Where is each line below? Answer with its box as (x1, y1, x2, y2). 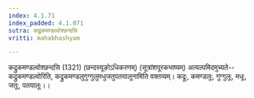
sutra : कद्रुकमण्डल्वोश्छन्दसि (8, 26, 78, 34)
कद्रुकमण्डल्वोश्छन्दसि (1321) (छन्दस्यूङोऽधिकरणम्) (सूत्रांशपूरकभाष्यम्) (8, 63, 186, 73)
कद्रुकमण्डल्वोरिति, (8, 72, 54, 81)
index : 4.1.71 (8, 11, 56, 20)
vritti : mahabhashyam (8, 33, 81, 42)
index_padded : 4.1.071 (8, 19, 84, 27)
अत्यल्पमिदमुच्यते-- (187, 63, 236, 73)
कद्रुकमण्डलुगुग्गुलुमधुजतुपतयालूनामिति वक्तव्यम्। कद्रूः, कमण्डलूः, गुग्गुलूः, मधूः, (54, 72, 247, 81)
